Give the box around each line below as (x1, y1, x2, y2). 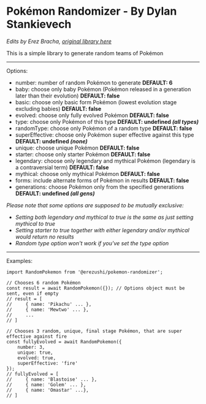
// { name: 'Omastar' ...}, (6, 387, 89, 393)
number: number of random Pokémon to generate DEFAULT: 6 (15, 78, 173, 86)
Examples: (6, 257, 32, 264)
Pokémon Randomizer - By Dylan (6, 4, 177, 18)
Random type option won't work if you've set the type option (15, 239, 169, 246)
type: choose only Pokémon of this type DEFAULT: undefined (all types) (15, 118, 199, 125)
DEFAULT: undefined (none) (15, 137, 88, 145)
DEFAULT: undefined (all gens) (15, 189, 95, 197)
